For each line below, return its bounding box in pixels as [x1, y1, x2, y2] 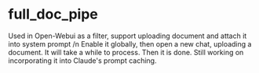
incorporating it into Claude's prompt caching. [8, 56, 157, 65]
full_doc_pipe [8, 5, 98, 23]
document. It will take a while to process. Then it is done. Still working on [8, 47, 244, 57]
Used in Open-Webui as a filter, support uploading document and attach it [8, 31, 247, 40]
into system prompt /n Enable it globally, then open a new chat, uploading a [8, 39, 252, 48]
